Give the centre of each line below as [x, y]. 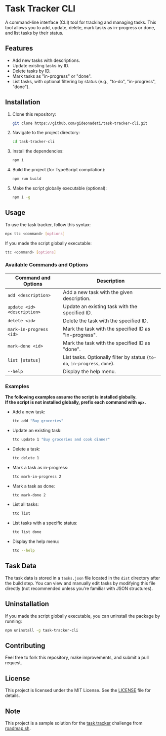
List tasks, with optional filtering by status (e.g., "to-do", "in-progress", [84, 81]
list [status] [24, 360]
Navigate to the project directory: [46, 133]
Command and [33, 278]
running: [14, 621]
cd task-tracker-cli [33, 142]
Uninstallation [27, 604]
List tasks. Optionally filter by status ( [106, 357]
